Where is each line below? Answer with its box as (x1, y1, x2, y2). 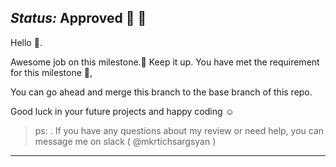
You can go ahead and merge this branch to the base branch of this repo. (10, 86, 313, 98)
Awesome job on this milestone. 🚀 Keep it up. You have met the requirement (10, 56, 320, 68)
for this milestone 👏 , (10, 66, 93, 78)
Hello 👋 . (10, 36, 43, 48)
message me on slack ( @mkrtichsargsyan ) (34, 135, 217, 147)
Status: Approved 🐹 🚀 (10, 10, 147, 27)
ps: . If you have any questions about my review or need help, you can (34, 124, 325, 136)
